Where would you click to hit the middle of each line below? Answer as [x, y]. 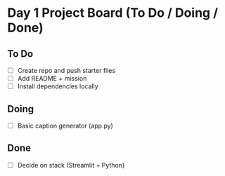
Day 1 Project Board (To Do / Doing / [113, 13]
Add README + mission [52, 79]
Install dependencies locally [58, 86]
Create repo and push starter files [66, 70]
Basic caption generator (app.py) [65, 126]
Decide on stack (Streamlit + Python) [71, 165]
